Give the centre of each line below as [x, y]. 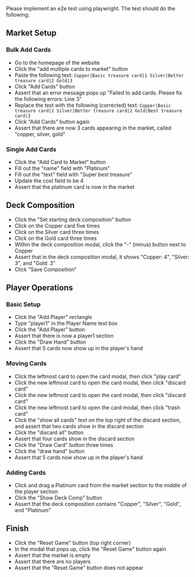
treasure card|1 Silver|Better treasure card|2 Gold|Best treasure [98, 111]
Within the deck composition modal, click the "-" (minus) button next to [100, 244]
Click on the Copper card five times [57, 226]
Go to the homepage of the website [57, 62]
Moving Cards [26, 364]
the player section [36, 491]
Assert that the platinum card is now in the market [74, 186]
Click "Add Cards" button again [52, 121]
